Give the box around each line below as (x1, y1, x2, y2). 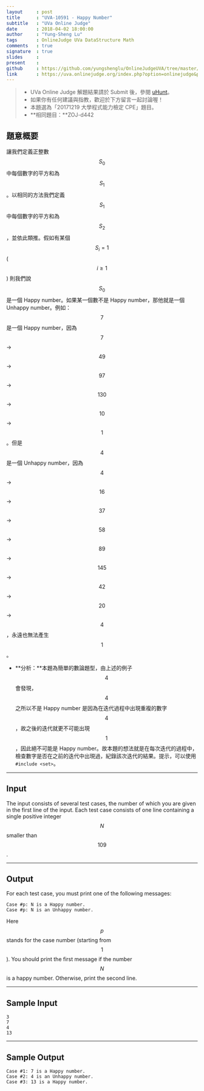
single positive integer (6, 812, 62, 820)
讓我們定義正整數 (6, 148, 49, 156)
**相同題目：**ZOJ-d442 (30, 111, 94, 118)
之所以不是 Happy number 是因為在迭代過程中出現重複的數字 (15, 704, 168, 711)
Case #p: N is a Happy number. (6, 901, 86, 908)
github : (6, 65, 39, 72)
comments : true (6, 43, 53, 49)
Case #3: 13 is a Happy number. (6, 1079, 88, 1085)
